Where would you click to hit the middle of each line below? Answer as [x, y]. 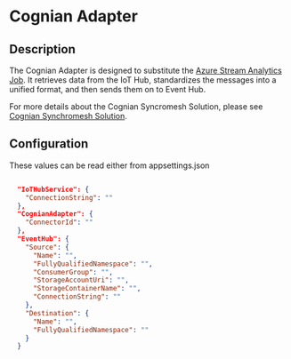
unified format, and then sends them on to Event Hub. [108, 89]
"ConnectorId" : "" [59, 223]
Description [42, 49]
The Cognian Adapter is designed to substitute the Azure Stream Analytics [145, 70]
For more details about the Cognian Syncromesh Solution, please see [136, 107]
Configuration [49, 144]
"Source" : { [47, 247]
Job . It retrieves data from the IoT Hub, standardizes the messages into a [143, 80]
